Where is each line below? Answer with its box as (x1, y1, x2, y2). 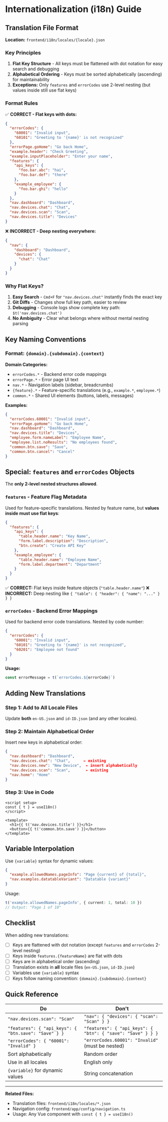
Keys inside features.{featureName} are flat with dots (12, 953, 122, 959)
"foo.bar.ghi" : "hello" (18, 186, 68, 191)
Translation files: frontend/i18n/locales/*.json (12, 1100, 111, 1106)
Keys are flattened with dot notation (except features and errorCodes (12, 942, 155, 948)
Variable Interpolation (5, 844, 74, 853)
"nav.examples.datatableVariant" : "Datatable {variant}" (9, 877, 131, 882)
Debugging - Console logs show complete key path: (12, 305, 121, 311)
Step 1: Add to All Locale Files (5, 704, 78, 711)
